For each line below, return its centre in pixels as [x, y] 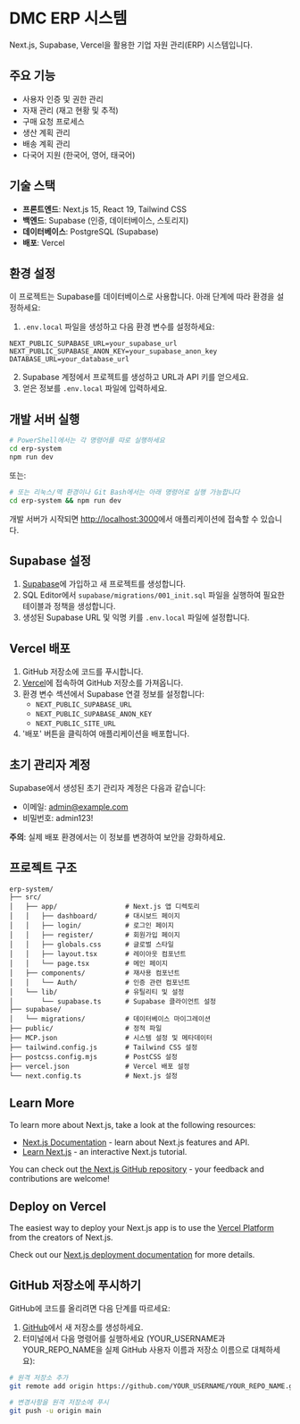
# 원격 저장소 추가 [39, 1378]
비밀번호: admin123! [58, 818]
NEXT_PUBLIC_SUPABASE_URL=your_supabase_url [93, 344]
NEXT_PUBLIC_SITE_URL [75, 724]
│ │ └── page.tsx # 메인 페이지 [88, 963]
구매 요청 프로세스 [53, 121]
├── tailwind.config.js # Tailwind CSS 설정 [104, 1047]
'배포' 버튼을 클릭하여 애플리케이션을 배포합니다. [106, 733]
